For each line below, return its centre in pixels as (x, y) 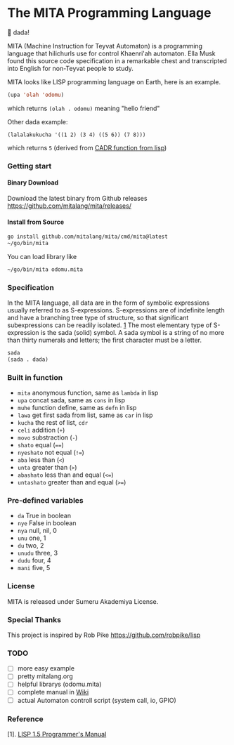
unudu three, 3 (38, 553)
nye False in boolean (47, 523)
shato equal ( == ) (41, 445)
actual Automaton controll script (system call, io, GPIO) (97, 700)
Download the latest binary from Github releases (77, 198)
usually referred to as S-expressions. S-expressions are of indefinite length (116, 310)
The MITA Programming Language (109, 13)
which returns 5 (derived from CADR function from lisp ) (87, 147)
